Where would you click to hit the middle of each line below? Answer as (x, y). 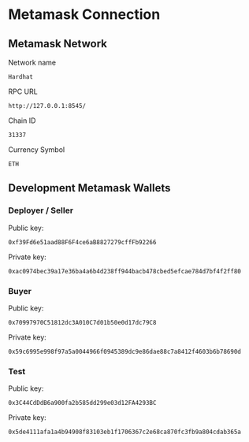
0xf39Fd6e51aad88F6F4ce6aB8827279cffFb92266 (82, 242)
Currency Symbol (37, 150)
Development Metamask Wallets (89, 188)
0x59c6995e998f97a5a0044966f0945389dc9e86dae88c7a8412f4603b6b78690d (125, 351)
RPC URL (23, 91)
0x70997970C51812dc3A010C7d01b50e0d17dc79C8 (82, 322)
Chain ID (22, 121)
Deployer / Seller (41, 210)
